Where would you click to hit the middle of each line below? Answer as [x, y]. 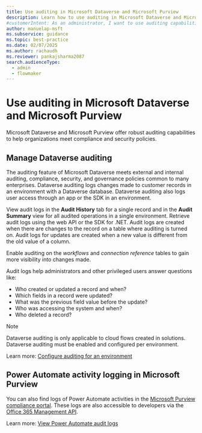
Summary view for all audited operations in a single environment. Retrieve [98, 216]
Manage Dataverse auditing [59, 158]
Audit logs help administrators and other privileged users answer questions [99, 271]
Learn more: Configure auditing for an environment [69, 356]
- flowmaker [27, 73]
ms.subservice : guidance [37, 34]
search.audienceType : [33, 62]
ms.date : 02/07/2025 [32, 46]
